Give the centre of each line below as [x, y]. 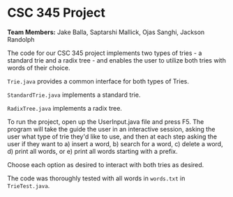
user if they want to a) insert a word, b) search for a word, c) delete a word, [115, 143]
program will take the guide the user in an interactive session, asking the [111, 129]
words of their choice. [39, 68]
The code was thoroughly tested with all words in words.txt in [96, 178]
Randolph [21, 39]
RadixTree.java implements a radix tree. [65, 108]
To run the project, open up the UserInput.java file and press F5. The [106, 121]
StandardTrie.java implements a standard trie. [74, 95]
